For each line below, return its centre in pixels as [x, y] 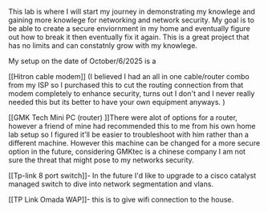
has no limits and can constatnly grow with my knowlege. [103, 46]
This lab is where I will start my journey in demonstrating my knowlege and [132, 12]
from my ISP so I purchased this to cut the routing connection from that [126, 85]
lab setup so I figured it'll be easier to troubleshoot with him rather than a [128, 134]
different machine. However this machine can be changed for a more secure [134, 143]
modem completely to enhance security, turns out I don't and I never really [132, 94]
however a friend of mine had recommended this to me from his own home [132, 126]
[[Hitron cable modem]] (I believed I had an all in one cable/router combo [129, 76]
